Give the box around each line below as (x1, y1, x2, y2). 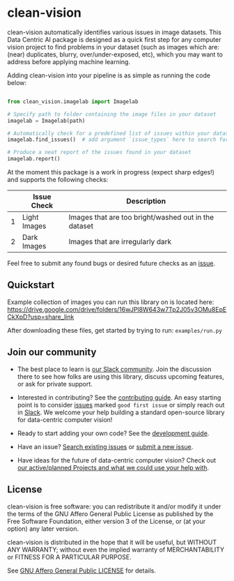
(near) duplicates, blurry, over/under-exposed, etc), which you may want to (7, 50, 223, 59)
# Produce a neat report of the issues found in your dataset (7, 149, 192, 156)
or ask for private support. (17, 379, 93, 388)
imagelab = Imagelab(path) (7, 117, 86, 124)
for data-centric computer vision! (17, 415, 113, 423)
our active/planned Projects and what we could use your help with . (17, 463, 210, 471)
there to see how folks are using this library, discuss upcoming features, (17, 372, 224, 381)
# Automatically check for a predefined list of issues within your (7, 130, 210, 137)
